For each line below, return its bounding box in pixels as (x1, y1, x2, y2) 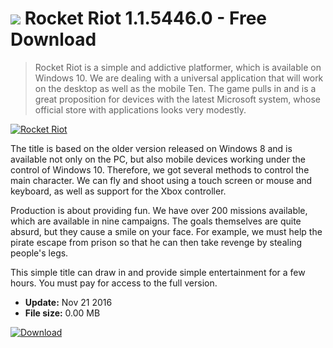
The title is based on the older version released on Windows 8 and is (10, 142, 293, 154)
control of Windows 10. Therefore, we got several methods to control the (10, 163, 310, 176)
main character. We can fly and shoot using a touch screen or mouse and (10, 174, 313, 186)
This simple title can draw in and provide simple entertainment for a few (10, 266, 306, 278)
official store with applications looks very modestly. (34, 103, 247, 116)
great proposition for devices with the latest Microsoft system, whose (34, 93, 322, 105)
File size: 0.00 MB (24, 307, 101, 319)
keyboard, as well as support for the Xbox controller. (10, 185, 227, 197)
